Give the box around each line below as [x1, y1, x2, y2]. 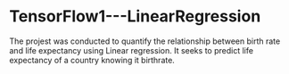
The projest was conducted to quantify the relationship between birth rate [9, 36, 281, 46]
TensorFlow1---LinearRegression [9, 6, 261, 27]
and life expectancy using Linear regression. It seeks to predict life [9, 45, 254, 55]
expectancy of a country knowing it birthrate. [9, 54, 176, 65]
